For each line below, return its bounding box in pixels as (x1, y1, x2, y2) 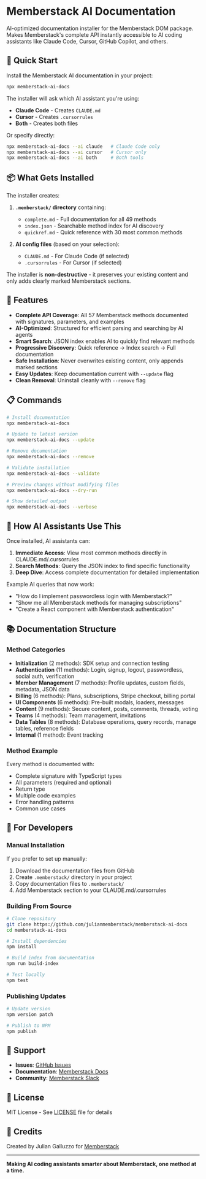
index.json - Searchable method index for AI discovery (24, 222, 164, 229)
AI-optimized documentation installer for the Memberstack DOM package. (6, 25, 194, 32)
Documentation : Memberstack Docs (15, 1068, 109, 1075)
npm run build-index (6, 961, 59, 967)
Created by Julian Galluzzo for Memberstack (6, 1143, 120, 1150)
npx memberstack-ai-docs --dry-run (6, 487, 97, 493)
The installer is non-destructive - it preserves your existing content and (6, 271, 189, 278)
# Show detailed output (6, 498, 67, 504)
